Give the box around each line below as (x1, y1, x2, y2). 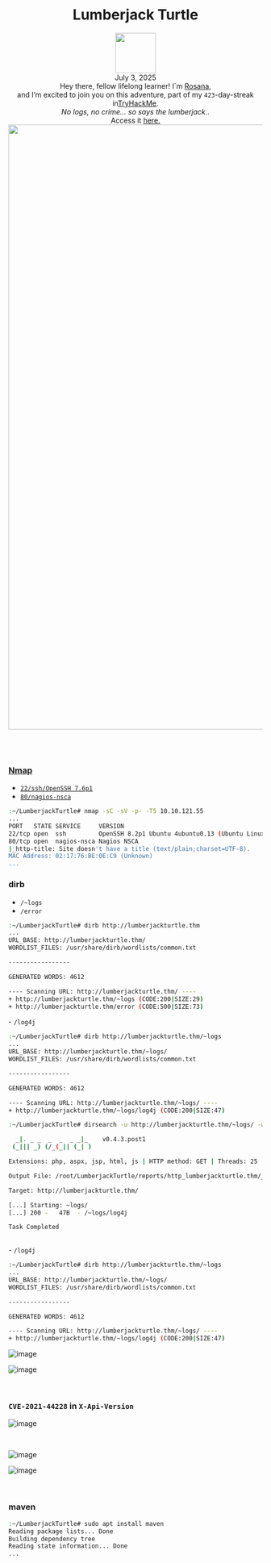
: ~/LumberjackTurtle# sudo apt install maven (8, 1519, 164, 1528)
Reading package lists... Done (8, 1527, 114, 1536)
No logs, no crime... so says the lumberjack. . (61, 106, 210, 116)
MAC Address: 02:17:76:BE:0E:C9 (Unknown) (8, 852, 153, 861)
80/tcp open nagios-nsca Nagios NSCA (8, 837, 139, 845)
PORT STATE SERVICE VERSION (8, 822, 125, 830)
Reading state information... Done (8, 1542, 128, 1550)
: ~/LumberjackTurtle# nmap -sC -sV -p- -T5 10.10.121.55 (8, 807, 204, 815)
